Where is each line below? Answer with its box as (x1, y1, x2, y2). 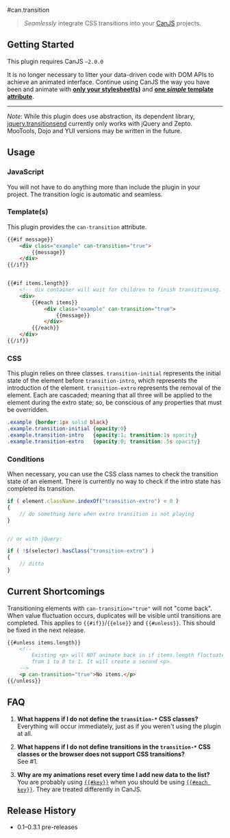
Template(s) (7, 207, 49, 217)
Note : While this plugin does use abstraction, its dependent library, (7, 112, 195, 120)
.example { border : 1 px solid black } (7, 419, 109, 426)
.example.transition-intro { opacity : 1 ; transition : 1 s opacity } (7, 432, 198, 439)
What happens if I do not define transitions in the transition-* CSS (16, 743, 211, 751)
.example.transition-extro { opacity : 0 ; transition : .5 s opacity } (7, 438, 201, 445)
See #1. (16, 757, 38, 765)
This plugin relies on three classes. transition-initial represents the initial (7, 369, 221, 377)
